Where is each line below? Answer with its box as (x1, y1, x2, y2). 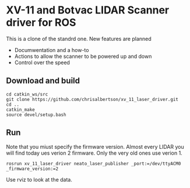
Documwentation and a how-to (14, 46, 89, 53)
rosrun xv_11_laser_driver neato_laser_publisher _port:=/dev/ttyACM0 (6, 161, 181, 166)
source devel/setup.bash (6, 112, 66, 117)
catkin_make (6, 106, 35, 113)
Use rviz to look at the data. (6, 176, 73, 183)
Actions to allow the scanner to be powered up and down (14, 53, 152, 60)
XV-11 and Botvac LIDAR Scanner (6, 4, 170, 17)
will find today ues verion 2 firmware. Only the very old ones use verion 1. (6, 149, 182, 156)
